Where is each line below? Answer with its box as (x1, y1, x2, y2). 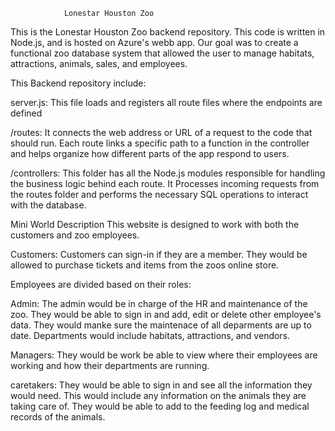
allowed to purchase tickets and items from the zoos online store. (10, 259, 280, 271)
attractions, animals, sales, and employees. (10, 58, 188, 69)
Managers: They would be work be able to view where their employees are (10, 349, 318, 361)
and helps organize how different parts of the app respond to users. (10, 148, 290, 159)
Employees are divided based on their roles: (10, 279, 192, 290)
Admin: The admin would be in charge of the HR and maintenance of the (10, 298, 308, 309)
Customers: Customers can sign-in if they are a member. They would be (10, 249, 308, 260)
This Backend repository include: (10, 77, 147, 89)
